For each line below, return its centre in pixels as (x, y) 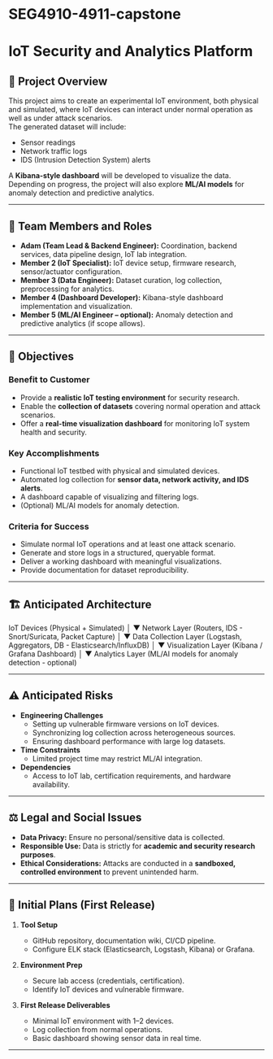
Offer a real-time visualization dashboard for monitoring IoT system (135, 423)
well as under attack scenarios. (61, 118)
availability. (51, 784)
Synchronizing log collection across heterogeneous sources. (134, 732)
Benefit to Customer (49, 380)
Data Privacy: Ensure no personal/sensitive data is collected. (122, 837)
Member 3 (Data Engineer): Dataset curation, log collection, (121, 280)
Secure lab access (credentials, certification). (108, 980)
